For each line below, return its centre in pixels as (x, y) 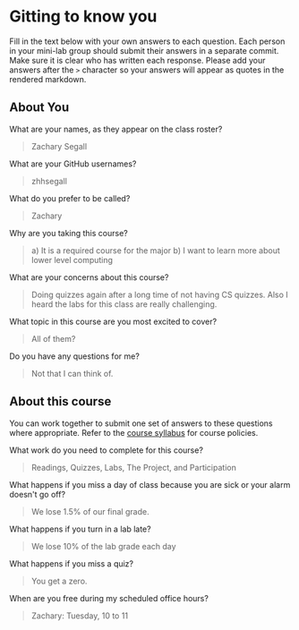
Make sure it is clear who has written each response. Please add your (137, 60)
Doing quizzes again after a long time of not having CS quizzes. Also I (159, 294)
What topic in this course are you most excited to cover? (113, 321)
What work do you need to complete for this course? (107, 450)
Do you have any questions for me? (75, 356)
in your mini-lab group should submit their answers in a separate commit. (144, 50)
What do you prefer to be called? (70, 198)
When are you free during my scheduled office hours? (109, 598)
